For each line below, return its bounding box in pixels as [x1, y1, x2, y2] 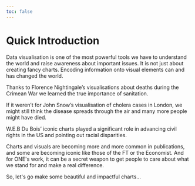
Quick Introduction [6, 34, 100, 47]
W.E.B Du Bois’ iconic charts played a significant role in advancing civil [6, 125, 177, 132]
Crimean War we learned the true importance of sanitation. [6, 89, 149, 97]
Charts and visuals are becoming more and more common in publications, [6, 142, 185, 150]
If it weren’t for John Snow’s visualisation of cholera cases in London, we [6, 101, 183, 108]
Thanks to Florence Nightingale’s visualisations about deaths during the [6, 84, 179, 91]
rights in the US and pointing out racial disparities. [6, 131, 127, 138]
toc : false [6, 8, 33, 15]
